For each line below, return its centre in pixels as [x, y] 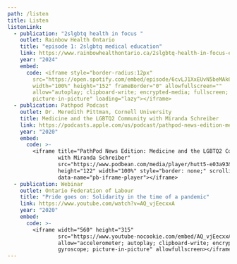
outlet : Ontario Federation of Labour [77, 191]
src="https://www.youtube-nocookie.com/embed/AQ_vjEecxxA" [146, 237]
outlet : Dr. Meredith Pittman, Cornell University [96, 112]
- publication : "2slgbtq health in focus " [78, 33]
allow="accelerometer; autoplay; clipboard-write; [134, 243]
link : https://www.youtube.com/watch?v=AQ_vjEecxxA [97, 204]
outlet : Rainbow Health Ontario [67, 40]
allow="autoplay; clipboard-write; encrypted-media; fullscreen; [131, 92]
